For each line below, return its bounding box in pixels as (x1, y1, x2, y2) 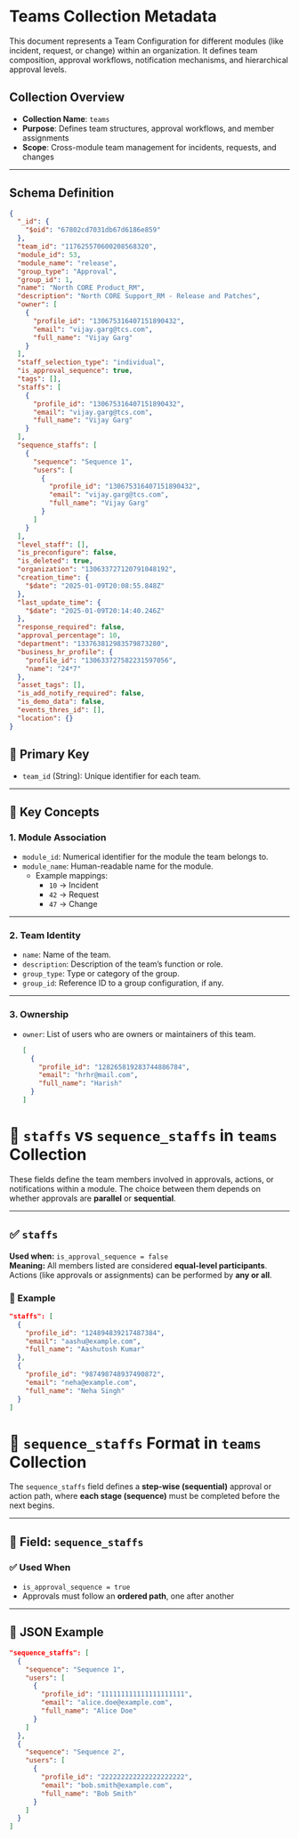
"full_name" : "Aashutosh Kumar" (25, 1345, 145, 1354)
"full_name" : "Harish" (38, 1079, 123, 1088)
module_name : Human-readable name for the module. (21, 861, 214, 871)
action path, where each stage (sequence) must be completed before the (9, 1491, 280, 1502)
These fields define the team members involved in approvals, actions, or (9, 1173, 274, 1185)
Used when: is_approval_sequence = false (9, 1251, 169, 1261)
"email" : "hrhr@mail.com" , (38, 1071, 139, 1080)
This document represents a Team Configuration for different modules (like (9, 36, 284, 46)
